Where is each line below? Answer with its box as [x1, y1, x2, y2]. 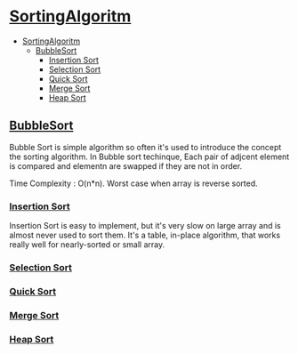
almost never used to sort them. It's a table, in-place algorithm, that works [9, 229, 281, 241]
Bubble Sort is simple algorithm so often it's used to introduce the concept [9, 141, 282, 152]
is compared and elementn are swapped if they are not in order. [9, 160, 243, 171]
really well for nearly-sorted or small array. [9, 239, 165, 250]
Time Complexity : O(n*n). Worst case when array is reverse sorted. [9, 178, 258, 189]
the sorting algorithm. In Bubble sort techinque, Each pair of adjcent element [9, 151, 290, 162]
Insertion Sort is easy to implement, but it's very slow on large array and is [9, 221, 282, 231]
